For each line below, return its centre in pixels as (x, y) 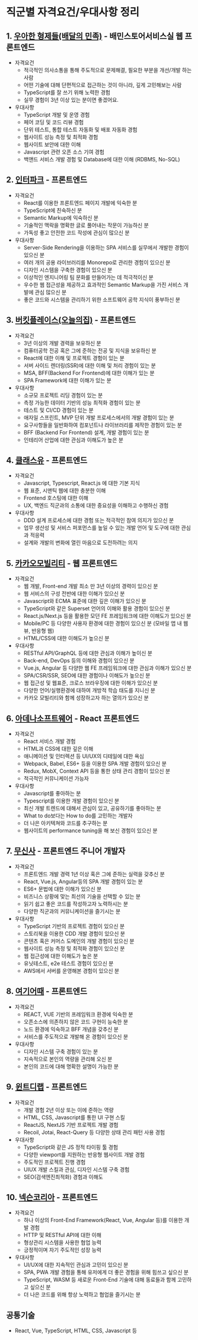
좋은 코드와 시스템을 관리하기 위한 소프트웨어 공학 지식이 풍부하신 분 (102, 299)
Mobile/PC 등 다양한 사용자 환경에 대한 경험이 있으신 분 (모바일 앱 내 (103, 623)
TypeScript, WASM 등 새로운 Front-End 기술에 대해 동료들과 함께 (100, 1280)
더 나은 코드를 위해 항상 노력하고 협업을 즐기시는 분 (82, 1295)
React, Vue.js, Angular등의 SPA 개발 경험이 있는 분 (83, 881)
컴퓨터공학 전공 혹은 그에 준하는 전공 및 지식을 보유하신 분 (90, 350)
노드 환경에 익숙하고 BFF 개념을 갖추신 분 (71, 1029)
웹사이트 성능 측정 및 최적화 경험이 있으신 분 (74, 948)
